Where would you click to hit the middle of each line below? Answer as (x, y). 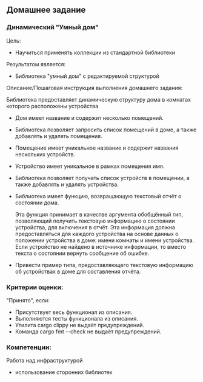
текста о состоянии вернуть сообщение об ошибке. (82, 253)
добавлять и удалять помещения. (58, 136)
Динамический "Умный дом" (52, 27)
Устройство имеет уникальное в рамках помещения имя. (90, 166)
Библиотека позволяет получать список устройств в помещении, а (102, 178)
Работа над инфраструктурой (45, 361)
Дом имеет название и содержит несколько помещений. (89, 117)
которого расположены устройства (52, 106)
